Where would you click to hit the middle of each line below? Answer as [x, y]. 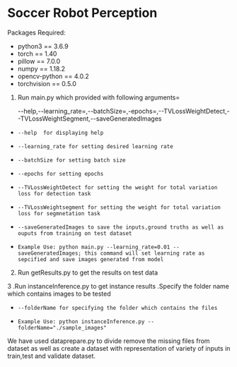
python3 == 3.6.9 [43, 46]
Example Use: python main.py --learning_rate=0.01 [94, 247]
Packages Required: [36, 32]
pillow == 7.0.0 [39, 61]
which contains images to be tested [59, 294]
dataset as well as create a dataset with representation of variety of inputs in [119, 348]
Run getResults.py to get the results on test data [88, 272]
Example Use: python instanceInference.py [81, 321]
